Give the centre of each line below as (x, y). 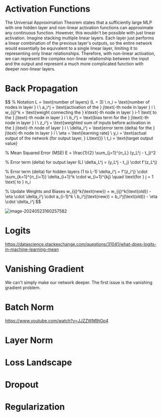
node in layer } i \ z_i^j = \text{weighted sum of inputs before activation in (78, 122)
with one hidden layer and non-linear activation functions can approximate (79, 27)
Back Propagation (42, 89)
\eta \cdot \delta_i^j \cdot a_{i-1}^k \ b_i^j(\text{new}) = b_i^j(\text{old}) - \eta (81, 196)
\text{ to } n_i (18, 182)
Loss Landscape (39, 363)
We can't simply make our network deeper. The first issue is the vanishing (79, 282)
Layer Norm (29, 340)
